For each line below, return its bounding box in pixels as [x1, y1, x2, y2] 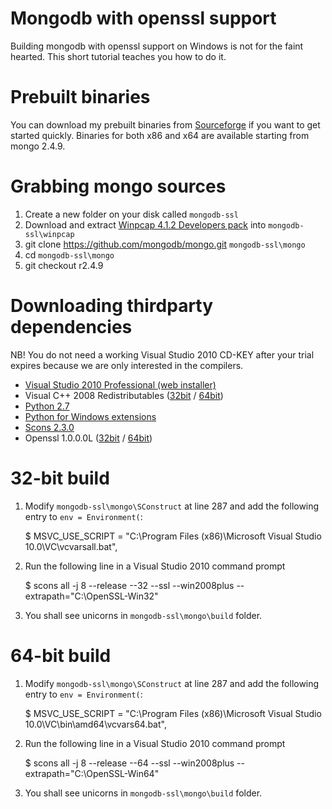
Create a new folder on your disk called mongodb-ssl [24, 208, 239, 220]
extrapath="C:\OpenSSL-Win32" [24, 590, 159, 602]
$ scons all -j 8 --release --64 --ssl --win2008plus [24, 757, 235, 769]
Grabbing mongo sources [10, 175, 227, 198]
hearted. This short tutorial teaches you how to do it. [10, 50, 227, 62]
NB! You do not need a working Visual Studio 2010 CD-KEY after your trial [10, 348, 315, 361]
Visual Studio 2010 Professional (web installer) [24, 378, 217, 391]
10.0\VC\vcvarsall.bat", [24, 540, 118, 552]
